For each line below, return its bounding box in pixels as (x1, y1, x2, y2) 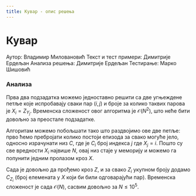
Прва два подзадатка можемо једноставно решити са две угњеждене (6, 93, 183, 100)
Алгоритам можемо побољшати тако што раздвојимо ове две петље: (6, 127, 180, 134)
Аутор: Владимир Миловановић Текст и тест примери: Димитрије (6, 53, 171, 60)
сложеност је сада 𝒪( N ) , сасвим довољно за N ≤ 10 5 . (6, 183, 139, 190)
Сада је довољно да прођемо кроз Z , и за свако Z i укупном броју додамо (6, 166, 191, 175)
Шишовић (6, 66, 31, 73)
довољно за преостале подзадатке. (6, 116, 95, 123)
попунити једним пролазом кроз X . (6, 155, 94, 162)
